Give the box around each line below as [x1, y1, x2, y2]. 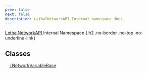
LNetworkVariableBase [9, 63, 56, 69]
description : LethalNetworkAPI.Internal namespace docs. [5, 16, 125, 21]
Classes [5, 49, 31, 58]
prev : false [5, 7, 30, 12]
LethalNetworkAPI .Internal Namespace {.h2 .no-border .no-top [5, 30, 134, 36]
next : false [5, 12, 30, 17]
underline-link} [5, 35, 36, 41]
